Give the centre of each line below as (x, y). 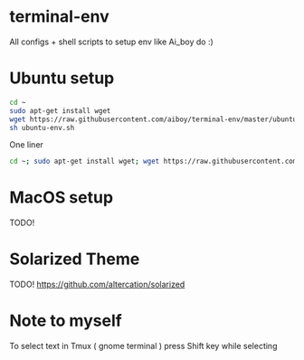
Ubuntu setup (62, 78)
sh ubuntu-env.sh (42, 128)
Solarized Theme (75, 259)
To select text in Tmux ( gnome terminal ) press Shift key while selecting (143, 346)
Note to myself (66, 321)
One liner (26, 145)
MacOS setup (62, 198)
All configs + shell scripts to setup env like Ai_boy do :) (112, 42)
